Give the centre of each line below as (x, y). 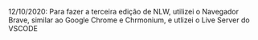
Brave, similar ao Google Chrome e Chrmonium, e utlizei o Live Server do (129, 20)
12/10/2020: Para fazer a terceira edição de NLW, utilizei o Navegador (124, 12)
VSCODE (23, 28)
